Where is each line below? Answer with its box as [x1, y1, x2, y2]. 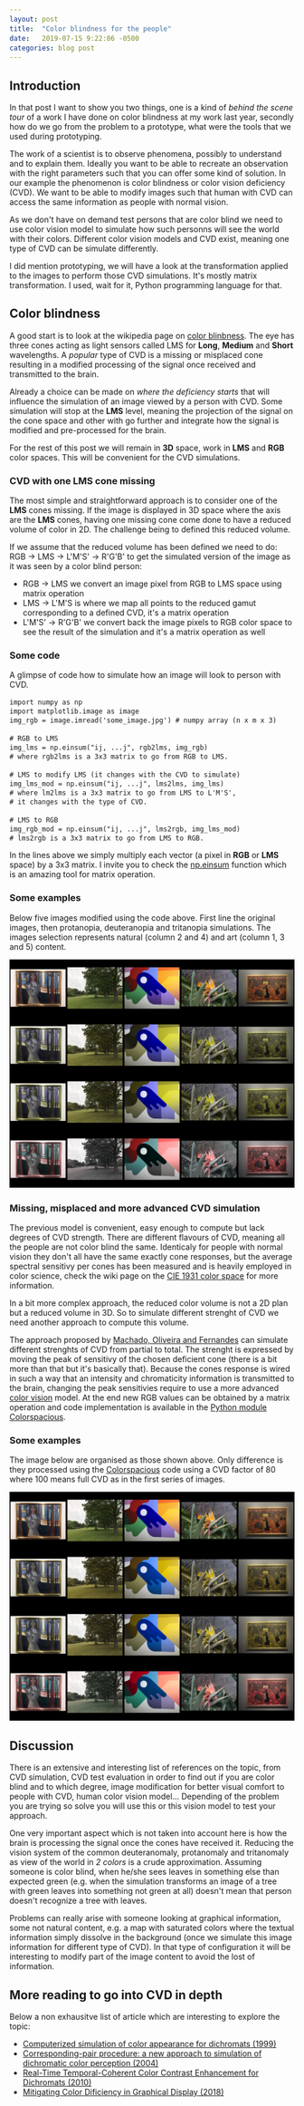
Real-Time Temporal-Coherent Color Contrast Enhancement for [22, 2067, 260, 2079]
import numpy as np [9, 698, 83, 707]
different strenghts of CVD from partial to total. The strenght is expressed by [9, 1344, 294, 1355]
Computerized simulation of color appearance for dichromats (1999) [22, 2039, 277, 2050]
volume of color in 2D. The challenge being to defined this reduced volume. [9, 524, 291, 535]
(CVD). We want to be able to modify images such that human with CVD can [9, 187, 293, 198]
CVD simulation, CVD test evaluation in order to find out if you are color [9, 1772, 275, 1782]
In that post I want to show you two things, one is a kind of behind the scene [9, 102, 294, 113]
